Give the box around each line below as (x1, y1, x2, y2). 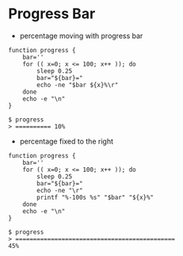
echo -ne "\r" (36, 186, 83, 194)
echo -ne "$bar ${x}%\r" (36, 81, 119, 89)
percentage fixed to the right (19, 136, 113, 146)
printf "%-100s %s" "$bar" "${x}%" (36, 193, 154, 201)
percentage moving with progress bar (19, 31, 143, 40)
